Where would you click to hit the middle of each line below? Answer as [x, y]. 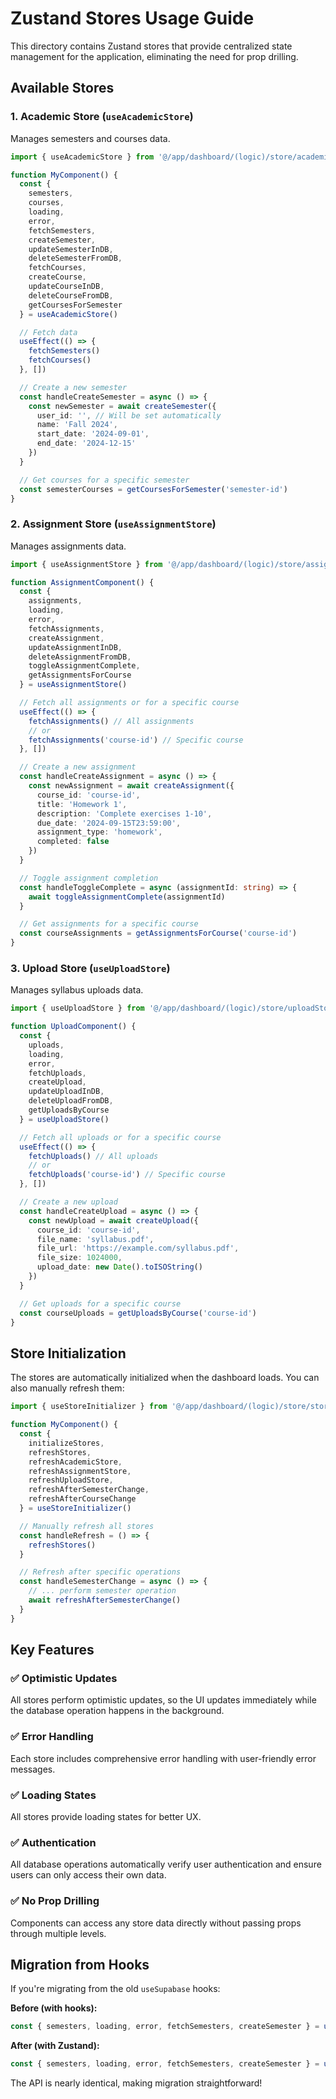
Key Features [52, 1650]
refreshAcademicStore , [75, 1462]
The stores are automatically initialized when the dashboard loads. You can [165, 1378]
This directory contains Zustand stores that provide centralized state [151, 46]
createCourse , [57, 277]
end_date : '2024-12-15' [86, 443]
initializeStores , [66, 1443]
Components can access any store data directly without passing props [156, 1923]
